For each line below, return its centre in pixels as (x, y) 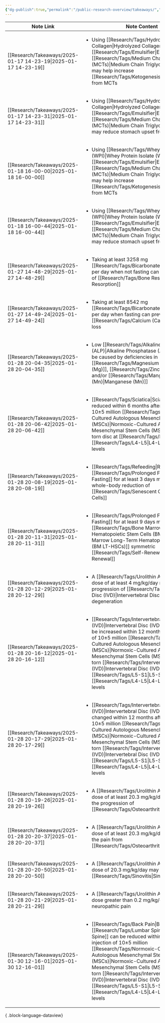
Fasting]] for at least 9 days (124, 521)
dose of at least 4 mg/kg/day (125, 583)
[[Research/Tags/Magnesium (125, 363)
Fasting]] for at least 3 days (124, 479)
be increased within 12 (118, 631)
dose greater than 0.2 (117, 900)
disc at (110, 436)
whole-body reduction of (121, 485)
